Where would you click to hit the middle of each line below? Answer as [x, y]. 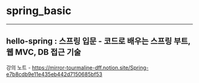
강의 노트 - [18, 67]
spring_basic [39, 11]
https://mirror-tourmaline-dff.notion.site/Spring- [90, 67]
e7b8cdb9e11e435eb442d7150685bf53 [54, 74]
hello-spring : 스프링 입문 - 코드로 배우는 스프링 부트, [98, 41]
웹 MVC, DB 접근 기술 [44, 52]
